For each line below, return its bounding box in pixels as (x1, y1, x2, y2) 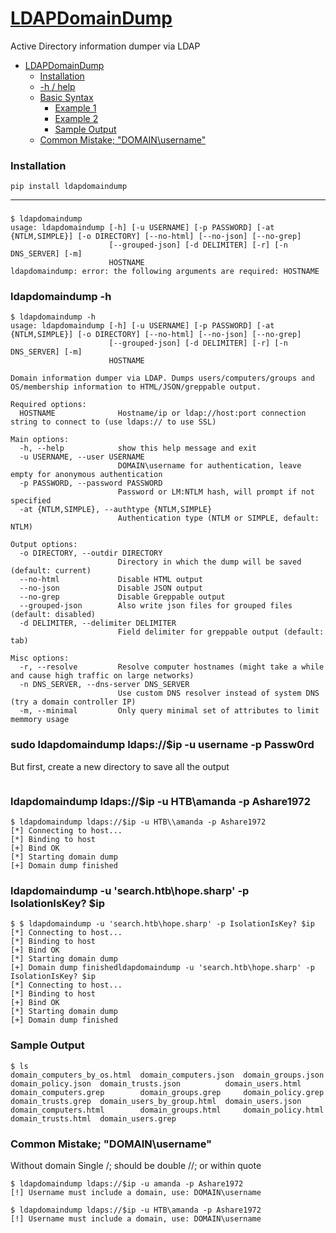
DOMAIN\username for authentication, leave (117, 461, 302, 471)
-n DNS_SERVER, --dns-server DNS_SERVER (19, 680, 190, 690)
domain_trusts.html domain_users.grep (10, 1113, 177, 1124)
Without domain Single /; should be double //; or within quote (10, 1159, 262, 1171)
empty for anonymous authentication (10, 470, 163, 480)
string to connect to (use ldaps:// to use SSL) (10, 417, 217, 427)
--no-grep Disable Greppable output (19, 592, 226, 602)
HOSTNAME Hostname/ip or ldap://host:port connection (19, 408, 307, 419)
